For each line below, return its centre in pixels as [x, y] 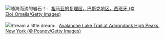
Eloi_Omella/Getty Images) [33, 14]
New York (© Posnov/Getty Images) [43, 31]
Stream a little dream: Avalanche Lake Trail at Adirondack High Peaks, [85, 26]
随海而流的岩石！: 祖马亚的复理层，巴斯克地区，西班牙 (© [73, 8]
